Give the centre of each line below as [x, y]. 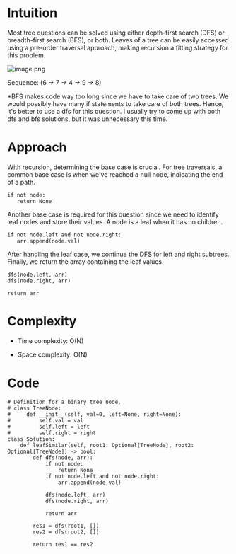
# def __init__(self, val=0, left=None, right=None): [94, 414]
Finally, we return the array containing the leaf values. [85, 261]
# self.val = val [45, 420]
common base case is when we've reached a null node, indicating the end [115, 174]
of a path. [21, 182]
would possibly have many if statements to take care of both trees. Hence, [116, 103]
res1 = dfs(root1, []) [66, 526]
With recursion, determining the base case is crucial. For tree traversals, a [115, 167]
